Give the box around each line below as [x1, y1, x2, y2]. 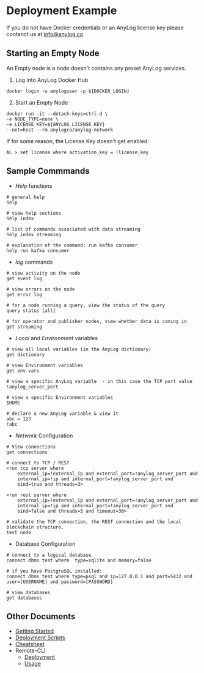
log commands [15, 258, 53, 266]
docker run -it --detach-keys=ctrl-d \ [6, 111, 108, 117]
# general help [6, 194, 45, 200]
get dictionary [6, 351, 45, 358]
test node [6, 529, 32, 535]
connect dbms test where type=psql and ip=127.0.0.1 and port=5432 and [6, 573, 192, 579]
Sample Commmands [6, 166, 90, 176]
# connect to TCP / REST [6, 459, 70, 466]
